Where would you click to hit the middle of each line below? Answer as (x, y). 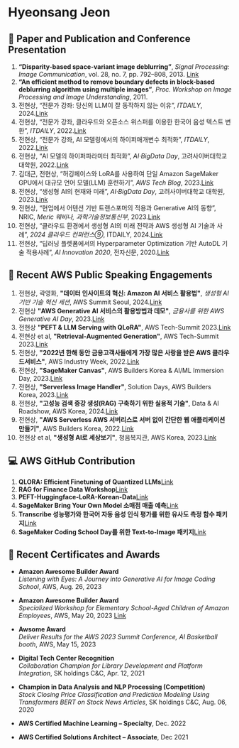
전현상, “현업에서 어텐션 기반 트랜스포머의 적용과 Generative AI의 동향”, (117, 208)
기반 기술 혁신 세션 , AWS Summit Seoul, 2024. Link (90, 302)
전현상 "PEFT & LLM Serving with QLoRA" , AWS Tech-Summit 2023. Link (124, 327)
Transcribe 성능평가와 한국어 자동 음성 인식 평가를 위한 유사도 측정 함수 (116, 514)
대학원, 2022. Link (44, 165)
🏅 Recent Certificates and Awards (84, 555)
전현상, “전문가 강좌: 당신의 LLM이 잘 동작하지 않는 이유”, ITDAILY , (110, 105)
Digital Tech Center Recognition (66, 658)
